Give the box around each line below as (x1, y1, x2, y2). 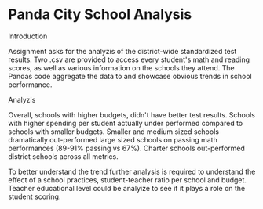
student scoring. (8, 192, 61, 201)
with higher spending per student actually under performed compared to (8, 118, 243, 128)
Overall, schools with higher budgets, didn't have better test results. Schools (8, 110, 255, 119)
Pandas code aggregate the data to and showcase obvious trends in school (8, 71, 253, 81)
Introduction (8, 31, 48, 41)
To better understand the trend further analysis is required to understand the (8, 167, 256, 176)
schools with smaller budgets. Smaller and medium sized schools (8, 127, 220, 136)
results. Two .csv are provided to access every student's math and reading (8, 55, 250, 64)
